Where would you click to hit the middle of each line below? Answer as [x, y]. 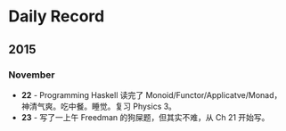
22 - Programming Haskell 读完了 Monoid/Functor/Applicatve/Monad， [151, 94]
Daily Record [57, 16]
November [32, 75]
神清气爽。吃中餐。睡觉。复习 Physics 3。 [99, 106]
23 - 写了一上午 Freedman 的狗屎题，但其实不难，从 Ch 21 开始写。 [145, 117]
